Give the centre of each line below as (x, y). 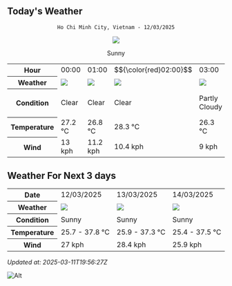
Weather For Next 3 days (61, 175)
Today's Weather (45, 11)
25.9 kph (187, 245)
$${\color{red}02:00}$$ (153, 70)
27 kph (72, 245)
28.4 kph (131, 245)
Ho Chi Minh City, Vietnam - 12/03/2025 (116, 27)
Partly (209, 98)
